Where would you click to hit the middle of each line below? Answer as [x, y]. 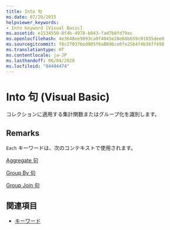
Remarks [23, 133]
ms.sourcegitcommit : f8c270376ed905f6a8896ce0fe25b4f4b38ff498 [85, 45]
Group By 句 [21, 173]
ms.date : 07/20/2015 [31, 17]
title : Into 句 [24, 11]
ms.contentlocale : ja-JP [36, 55]
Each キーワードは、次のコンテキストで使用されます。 [71, 148]
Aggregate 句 [22, 160]
